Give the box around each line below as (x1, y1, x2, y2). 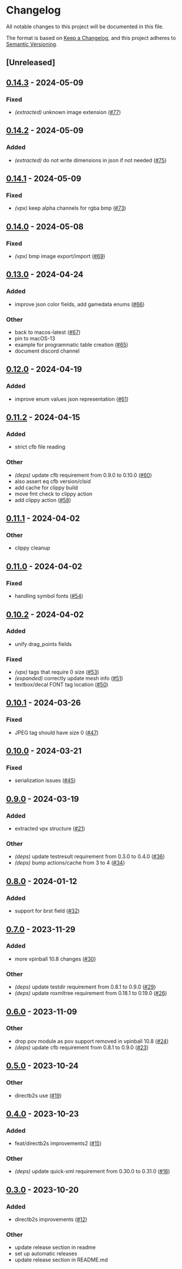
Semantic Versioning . (6, 41, 58, 48)
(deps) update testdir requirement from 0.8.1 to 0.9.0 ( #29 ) (14, 983, 156, 990)
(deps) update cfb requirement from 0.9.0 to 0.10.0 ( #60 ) (14, 471, 153, 478)
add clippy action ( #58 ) (14, 496, 72, 503)
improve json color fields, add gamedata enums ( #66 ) (14, 300, 145, 307)
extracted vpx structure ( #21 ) (14, 825, 85, 832)
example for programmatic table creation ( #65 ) (14, 341, 129, 349)
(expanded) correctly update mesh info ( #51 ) (14, 675, 123, 682)
